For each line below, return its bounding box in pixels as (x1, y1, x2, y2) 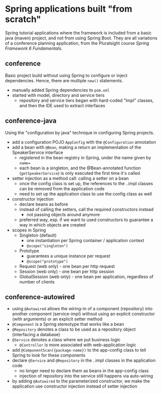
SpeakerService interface (12, 150, 64, 155)
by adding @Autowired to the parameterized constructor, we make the (12, 378, 150, 384)
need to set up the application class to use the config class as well (19, 191, 152, 197)
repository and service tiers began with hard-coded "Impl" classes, (19, 97, 154, 103)
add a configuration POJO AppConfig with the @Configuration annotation (12, 139, 156, 145)
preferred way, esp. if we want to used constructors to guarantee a (19, 217, 154, 223)
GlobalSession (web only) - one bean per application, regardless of (19, 274, 154, 280)
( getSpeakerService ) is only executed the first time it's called (19, 170, 140, 176)
